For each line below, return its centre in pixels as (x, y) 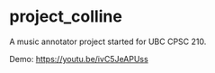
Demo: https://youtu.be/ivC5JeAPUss (79, 59)
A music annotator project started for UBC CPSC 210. (108, 41)
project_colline (66, 17)
